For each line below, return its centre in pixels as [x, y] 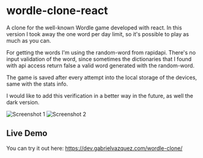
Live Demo [27, 133]
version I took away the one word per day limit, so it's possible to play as [98, 34]
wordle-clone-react [57, 11]
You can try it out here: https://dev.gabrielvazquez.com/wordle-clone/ [94, 148]
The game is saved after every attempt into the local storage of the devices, [102, 77]
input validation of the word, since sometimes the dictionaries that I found [99, 59]
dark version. [23, 102]
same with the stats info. [37, 84]
